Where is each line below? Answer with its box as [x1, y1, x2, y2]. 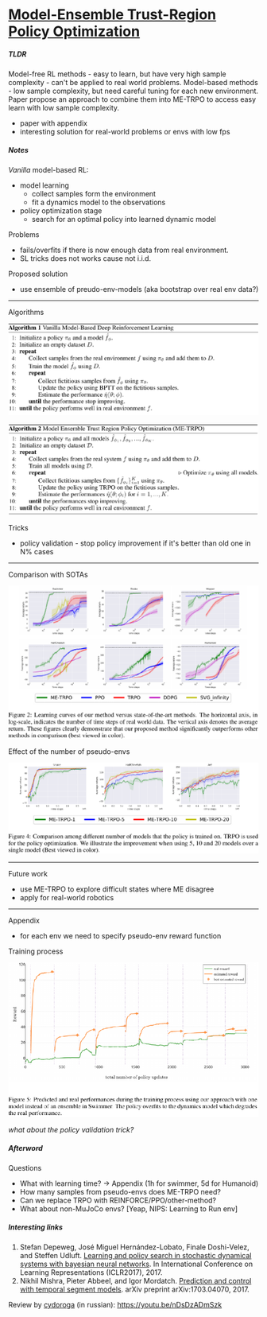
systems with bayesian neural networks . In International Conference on [19, 1259, 253, 1269]
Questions [8, 1164, 42, 1173]
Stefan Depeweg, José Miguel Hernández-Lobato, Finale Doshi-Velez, [19, 1242, 250, 1252]
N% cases [19, 547, 54, 557]
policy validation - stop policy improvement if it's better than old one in [19, 538, 252, 548]
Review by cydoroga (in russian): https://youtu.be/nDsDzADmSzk [8, 1300, 222, 1310]
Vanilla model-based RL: [8, 165, 89, 175]
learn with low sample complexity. [8, 103, 120, 113]
